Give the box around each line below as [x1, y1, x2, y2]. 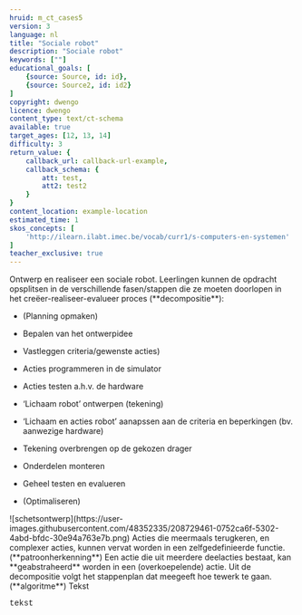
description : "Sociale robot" [9, 47, 124, 56]
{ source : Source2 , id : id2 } [25, 81, 132, 90]
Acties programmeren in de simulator [22, 363, 161, 374]
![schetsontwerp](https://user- [9, 514, 124, 524]
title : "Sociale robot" [9, 38, 100, 48]
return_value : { [9, 148, 71, 157]
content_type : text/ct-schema [9, 114, 124, 123]
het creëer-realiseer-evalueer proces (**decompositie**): [9, 293, 225, 304]
